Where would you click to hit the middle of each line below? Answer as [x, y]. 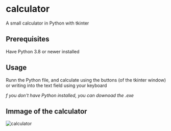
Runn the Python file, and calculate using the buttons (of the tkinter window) [86, 80]
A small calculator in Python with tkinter [47, 23]
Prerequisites [28, 39]
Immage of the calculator [46, 111]
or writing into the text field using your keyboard [56, 85]
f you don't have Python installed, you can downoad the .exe [70, 95]
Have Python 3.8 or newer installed [43, 51]
